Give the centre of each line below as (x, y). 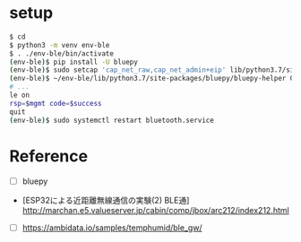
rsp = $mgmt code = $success (56, 103)
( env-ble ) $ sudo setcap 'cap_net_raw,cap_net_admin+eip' (118, 70)
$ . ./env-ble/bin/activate (62, 53)
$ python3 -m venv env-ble (60, 45)
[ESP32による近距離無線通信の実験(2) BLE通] (106, 200)
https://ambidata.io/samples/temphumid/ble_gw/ (112, 228)
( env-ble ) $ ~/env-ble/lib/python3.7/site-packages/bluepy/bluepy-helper (148, 79)
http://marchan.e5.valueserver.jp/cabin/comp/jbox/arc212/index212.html (155, 210)
